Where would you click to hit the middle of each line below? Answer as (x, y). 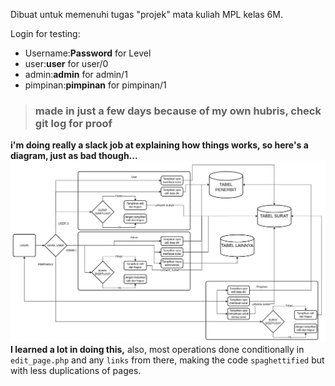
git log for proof (73, 123)
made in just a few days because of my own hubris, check (178, 111)
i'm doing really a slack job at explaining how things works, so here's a (159, 145)
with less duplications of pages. (76, 371)
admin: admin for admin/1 (76, 74)
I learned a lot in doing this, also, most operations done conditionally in (157, 350)
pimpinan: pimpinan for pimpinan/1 (95, 85)
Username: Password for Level (88, 53)
